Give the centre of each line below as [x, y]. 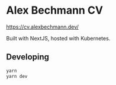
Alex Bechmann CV [55, 10]
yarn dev [17, 76]
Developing [28, 57]
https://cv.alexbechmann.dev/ [42, 27]
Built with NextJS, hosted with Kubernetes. [58, 38]
